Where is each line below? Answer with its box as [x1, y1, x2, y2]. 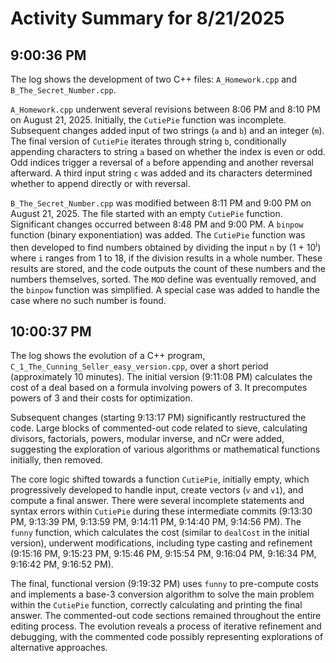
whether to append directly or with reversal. [10, 178, 191, 189]
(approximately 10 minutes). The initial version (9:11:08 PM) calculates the [10, 371, 313, 383]
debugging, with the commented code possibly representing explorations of [10, 631, 324, 643]
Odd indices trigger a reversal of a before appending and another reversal [10, 157, 315, 168]
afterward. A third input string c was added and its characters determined [10, 167, 313, 179]
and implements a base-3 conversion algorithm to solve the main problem [10, 588, 315, 601]
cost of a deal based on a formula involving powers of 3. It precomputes [10, 382, 308, 394]
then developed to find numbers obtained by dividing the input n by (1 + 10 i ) [10, 240, 322, 253]
